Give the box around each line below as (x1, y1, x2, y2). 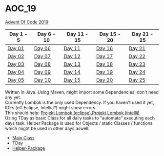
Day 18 (96, 60, 113, 67)
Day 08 (34, 60, 51, 67)
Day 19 (96, 69, 113, 76)
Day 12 (63, 53, 81, 59)
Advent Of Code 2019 (5, 19, 49, 25)
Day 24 (128, 69, 145, 76)
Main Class (12, 135, 35, 140)
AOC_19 (5, 3, 37, 14)
